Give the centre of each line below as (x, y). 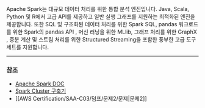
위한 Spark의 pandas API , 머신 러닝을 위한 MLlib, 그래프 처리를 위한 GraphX (105, 32)
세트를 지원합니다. (28, 47)
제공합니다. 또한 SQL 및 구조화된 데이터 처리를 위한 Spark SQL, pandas (92, 24)
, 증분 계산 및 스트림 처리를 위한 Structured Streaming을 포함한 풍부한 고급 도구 (101, 39)
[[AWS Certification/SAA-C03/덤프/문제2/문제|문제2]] (81, 99)
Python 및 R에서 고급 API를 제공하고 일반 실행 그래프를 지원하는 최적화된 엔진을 (101, 16)
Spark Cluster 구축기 (41, 91)
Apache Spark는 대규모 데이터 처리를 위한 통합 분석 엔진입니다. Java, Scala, (98, 9)
